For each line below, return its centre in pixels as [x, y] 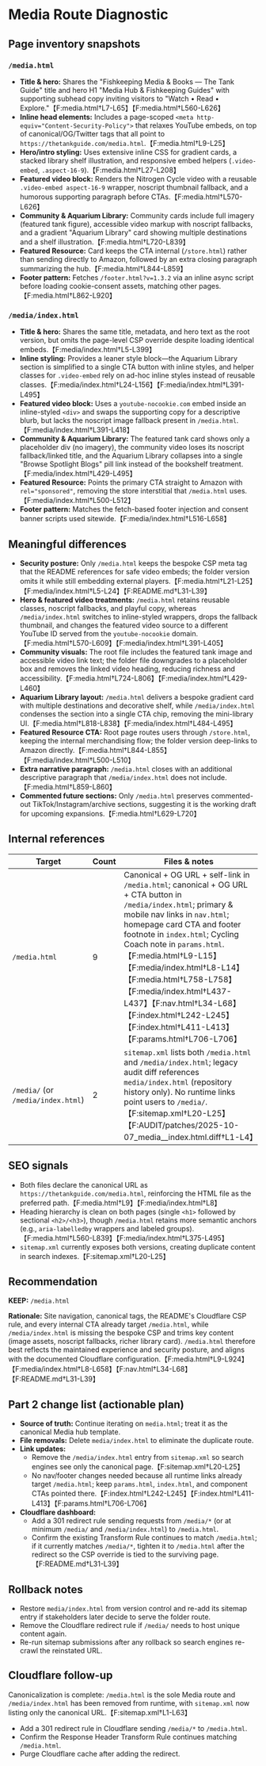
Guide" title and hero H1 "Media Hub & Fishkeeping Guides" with [124, 90]
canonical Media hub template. [70, 1432]
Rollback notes [46, 1589]
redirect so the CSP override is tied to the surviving [115, 1555]
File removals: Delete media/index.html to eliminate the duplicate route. [137, 1441]
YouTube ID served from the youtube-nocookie [95, 633]
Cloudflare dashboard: [58, 1512]
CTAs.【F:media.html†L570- [197, 197]
